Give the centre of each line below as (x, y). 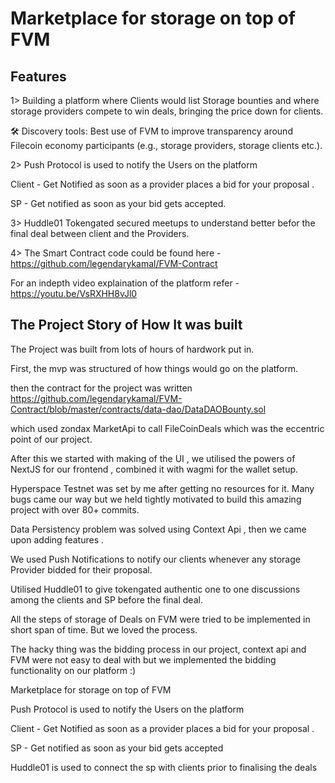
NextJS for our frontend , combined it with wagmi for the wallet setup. (154, 469)
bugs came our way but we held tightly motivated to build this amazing (156, 499)
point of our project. (51, 439)
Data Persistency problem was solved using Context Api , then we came (158, 529)
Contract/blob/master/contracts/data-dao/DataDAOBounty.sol (138, 409)
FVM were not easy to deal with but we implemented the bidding (143, 659)
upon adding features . (57, 539)
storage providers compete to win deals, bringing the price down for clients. (167, 111)
